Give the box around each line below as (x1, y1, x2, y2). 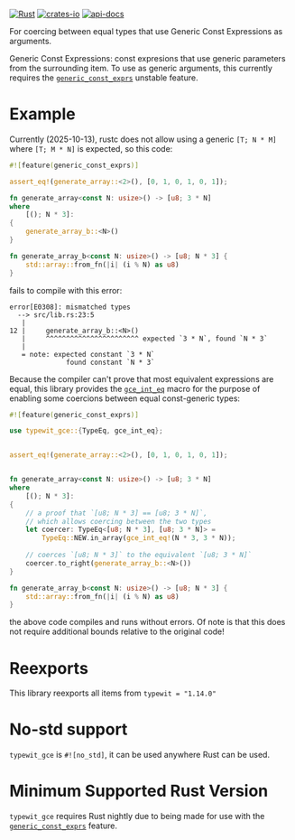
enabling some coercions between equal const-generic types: (9, 393, 241, 404)
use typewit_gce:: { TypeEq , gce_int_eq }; (9, 426, 164, 435)
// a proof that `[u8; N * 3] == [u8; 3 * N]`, (25, 509, 207, 518)
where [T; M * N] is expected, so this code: (9, 143, 173, 154)
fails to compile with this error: (9, 285, 123, 295)
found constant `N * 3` (66, 358, 155, 367)
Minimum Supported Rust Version (9, 781, 269, 801)
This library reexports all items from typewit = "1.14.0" (9, 687, 217, 699)
